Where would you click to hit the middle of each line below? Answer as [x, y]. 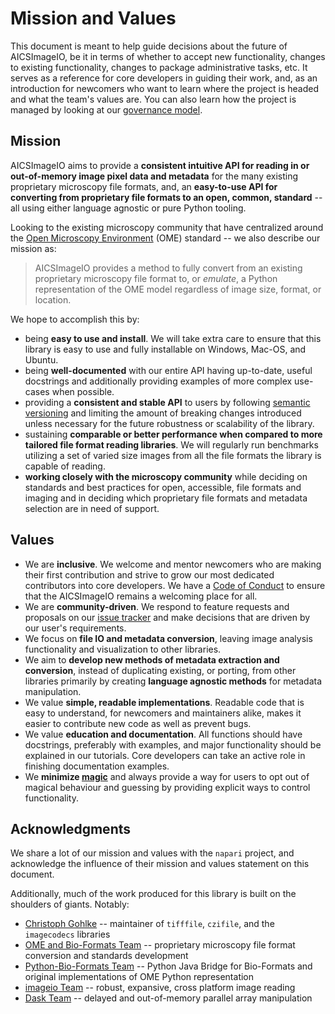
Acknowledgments [71, 828]
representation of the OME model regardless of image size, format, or [178, 289]
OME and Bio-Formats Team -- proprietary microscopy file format [160, 945]
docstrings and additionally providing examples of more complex [158, 381]
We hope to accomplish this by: [75, 319]
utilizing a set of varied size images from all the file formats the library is [173, 455]
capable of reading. [65, 466]
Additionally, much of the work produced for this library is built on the [153, 894]
